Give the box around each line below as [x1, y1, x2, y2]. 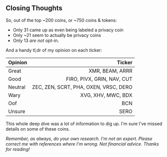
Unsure [8, 108, 25, 115]
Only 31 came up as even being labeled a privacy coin [12, 27, 124, 33]
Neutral [8, 83, 25, 90]
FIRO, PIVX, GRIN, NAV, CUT [66, 75, 133, 82]
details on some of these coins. [5, 126, 70, 132]
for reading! [5, 146, 30, 152]
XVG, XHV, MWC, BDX [80, 92, 133, 99]
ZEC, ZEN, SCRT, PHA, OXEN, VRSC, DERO [32, 83, 133, 90]
